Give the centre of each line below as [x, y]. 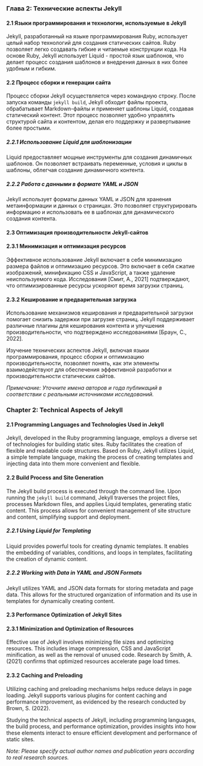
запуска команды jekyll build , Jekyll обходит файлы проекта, [87, 102]
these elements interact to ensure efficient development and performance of [102, 733]
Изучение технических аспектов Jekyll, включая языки [78, 350]
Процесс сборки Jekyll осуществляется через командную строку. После [101, 96]
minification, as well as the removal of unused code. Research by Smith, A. [99, 655]
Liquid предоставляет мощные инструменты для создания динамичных [99, 157]
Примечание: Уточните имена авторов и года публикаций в [84, 388]
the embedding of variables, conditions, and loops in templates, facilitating [99, 552]
